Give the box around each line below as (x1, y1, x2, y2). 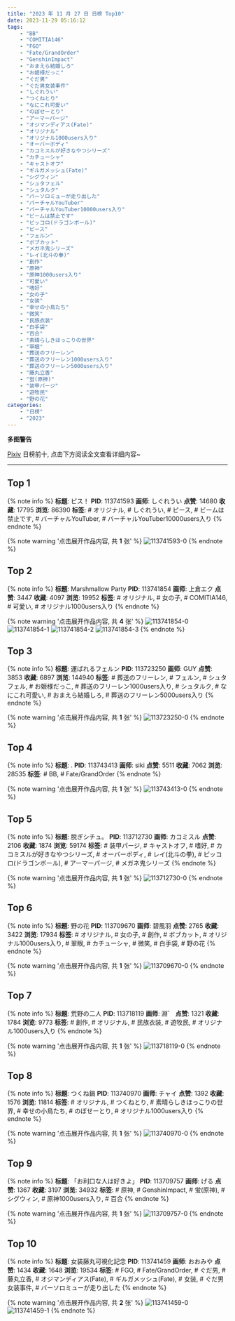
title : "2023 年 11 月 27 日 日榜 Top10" (7, 10, 124, 18)
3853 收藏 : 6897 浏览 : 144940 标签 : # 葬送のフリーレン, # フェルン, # (7, 673, 208, 682)
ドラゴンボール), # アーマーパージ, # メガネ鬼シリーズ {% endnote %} (15, 858, 217, 867)
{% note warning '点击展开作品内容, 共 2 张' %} (7, 1299, 143, 1306)
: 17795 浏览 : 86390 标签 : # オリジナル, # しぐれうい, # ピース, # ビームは (13, 505, 225, 514)
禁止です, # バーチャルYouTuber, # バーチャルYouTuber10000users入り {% (7, 514, 222, 523)
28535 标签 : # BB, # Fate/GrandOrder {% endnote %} (7, 770, 162, 778)
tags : (7, 23, 23, 30)
